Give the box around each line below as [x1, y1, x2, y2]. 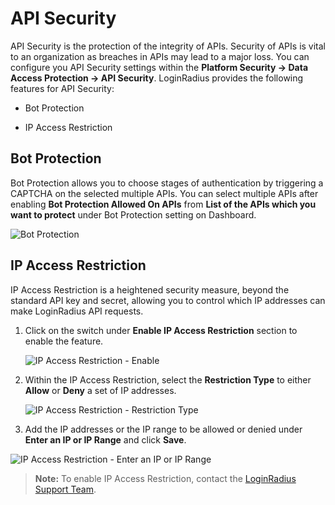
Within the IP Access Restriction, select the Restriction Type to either [24, 373, 312, 386]
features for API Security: [10, 82, 115, 94]
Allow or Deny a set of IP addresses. [24, 384, 177, 396]
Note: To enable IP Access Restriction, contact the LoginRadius [34, 472, 297, 484]
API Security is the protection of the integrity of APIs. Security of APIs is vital [10, 40, 327, 52]
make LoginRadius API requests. [10, 305, 144, 317]
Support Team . [34, 483, 97, 495]
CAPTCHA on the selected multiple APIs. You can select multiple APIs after [10, 187, 319, 199]
